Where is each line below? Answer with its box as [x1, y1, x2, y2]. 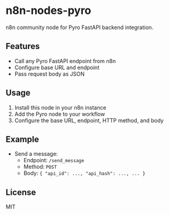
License [5, 187, 36, 197]
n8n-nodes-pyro [5, 4, 91, 18]
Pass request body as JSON [14, 70, 85, 78]
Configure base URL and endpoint [14, 64, 100, 71]
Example [5, 134, 39, 144]
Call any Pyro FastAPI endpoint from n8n [14, 57, 116, 64]
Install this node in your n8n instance [14, 104, 106, 111]
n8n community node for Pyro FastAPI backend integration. [5, 24, 154, 31]
